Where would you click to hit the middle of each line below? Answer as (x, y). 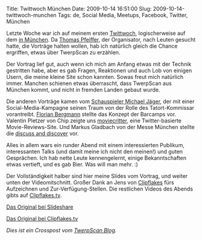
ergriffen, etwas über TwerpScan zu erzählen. (63, 52)
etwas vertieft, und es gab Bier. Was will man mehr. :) (72, 164)
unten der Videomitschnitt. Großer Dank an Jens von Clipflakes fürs (90, 182)
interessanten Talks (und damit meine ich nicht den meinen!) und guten (94, 151)
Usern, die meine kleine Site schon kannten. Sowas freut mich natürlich (95, 77)
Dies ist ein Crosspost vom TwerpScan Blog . (62, 230)
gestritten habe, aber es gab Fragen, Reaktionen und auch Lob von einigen (99, 71)
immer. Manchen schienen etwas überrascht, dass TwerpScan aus (89, 83)
